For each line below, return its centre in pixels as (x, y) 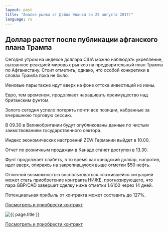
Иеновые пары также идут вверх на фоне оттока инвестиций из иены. (80, 85)
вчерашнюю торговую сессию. (39, 115)
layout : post (19, 10)
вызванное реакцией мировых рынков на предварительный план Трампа (84, 65)
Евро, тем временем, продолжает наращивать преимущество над (76, 95)
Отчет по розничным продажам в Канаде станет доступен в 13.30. (77, 150)
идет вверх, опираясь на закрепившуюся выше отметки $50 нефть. (78, 165)
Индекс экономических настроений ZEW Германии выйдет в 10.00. (77, 140)
